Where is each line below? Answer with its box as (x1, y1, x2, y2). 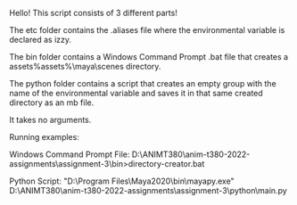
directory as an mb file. (9, 97, 95, 108)
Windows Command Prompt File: (9, 149, 130, 160)
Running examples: (9, 132, 80, 142)
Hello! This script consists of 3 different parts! (9, 8, 178, 18)
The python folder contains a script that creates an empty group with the (9, 78, 276, 88)
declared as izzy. (9, 35, 72, 45)
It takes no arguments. (9, 115, 92, 125)
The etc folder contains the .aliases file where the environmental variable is (9, 25, 285, 35)
